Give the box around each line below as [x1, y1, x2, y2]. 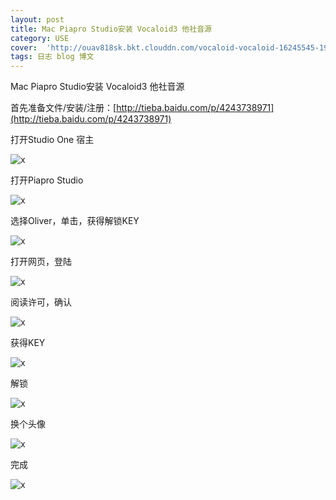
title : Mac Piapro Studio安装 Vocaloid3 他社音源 [10, 24, 212, 34]
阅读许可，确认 [10, 296, 72, 308]
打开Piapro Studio [10, 174, 84, 186]
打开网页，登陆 [10, 256, 72, 268]
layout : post [10, 14, 65, 25]
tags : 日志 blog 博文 [10, 52, 95, 62]
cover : [10, 42, 38, 53]
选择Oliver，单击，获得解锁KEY [10, 215, 140, 227]
